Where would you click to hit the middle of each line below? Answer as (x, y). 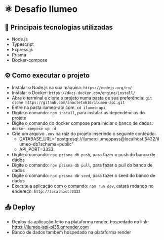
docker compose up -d (34, 129)
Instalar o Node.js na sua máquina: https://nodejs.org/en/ (72, 87)
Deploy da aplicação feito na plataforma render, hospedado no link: (80, 222)
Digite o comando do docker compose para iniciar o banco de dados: (82, 123)
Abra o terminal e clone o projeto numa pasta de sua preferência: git (82, 98)
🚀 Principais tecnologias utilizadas (59, 27)
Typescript (23, 44)
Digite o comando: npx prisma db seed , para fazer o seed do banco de (83, 175)
